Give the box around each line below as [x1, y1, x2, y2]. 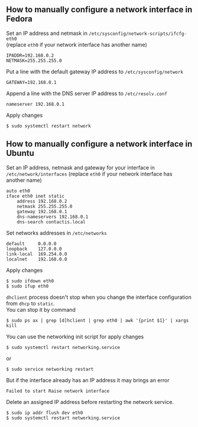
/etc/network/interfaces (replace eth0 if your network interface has [6, 170, 173, 177]
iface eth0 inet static [6, 193, 65, 199]
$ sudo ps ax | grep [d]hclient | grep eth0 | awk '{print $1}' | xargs [6, 317, 189, 324]
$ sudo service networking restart [6, 366, 94, 372]
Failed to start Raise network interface [6, 388, 110, 394]
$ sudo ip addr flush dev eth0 [6, 410, 83, 416]
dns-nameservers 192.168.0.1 [17, 214, 89, 220]
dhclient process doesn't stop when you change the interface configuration [6, 294, 192, 301]
